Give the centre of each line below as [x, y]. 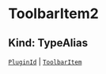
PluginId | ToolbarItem [45, 61]
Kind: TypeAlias [48, 43]
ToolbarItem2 [53, 14]
